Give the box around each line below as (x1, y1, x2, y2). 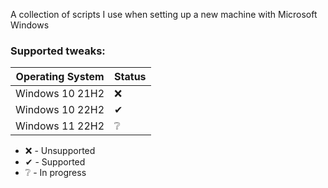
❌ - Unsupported (24, 145, 96, 157)
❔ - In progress (24, 167, 87, 179)
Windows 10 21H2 (15, 87, 105, 101)
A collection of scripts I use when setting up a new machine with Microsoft (10, 9, 318, 20)
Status (114, 70, 147, 84)
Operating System (15, 70, 105, 84)
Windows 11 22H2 (15, 119, 105, 133)
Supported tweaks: (10, 44, 106, 58)
